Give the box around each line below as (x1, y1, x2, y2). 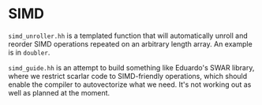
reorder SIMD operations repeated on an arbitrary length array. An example (8, 39, 253, 48)
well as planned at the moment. (8, 88, 110, 97)
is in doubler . (8, 47, 51, 57)
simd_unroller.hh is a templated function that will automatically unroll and (8, 31, 249, 40)
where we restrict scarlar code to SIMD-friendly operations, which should (8, 71, 248, 81)
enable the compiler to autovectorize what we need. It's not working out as (8, 80, 252, 89)
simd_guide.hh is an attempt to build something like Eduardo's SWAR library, (8, 62, 255, 72)
